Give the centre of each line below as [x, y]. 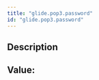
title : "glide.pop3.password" [50, 13]
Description [32, 47]
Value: [21, 70]
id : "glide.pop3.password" [45, 20]
